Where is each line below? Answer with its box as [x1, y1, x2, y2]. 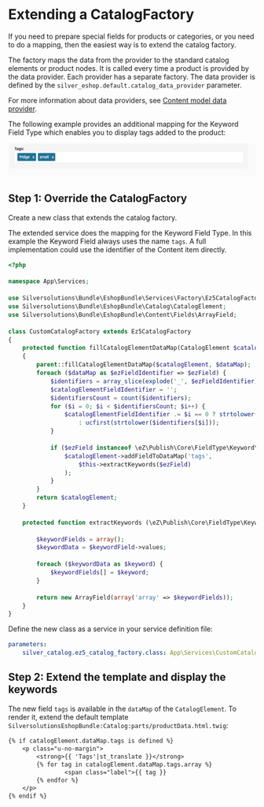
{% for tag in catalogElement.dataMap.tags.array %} [36, 761, 213, 768]
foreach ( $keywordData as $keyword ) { [36, 560, 163, 568]
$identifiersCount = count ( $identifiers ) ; [49, 394, 192, 402]
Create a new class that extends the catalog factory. [8, 213, 178, 222]
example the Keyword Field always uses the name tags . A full [8, 236, 207, 246]
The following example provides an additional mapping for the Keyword [8, 119, 239, 128]
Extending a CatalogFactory [8, 6, 195, 24]
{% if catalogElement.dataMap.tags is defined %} [8, 737, 174, 745]
